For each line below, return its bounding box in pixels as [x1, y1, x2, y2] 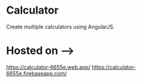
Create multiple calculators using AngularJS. [6, 23, 115, 30]
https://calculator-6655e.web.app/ [6, 63, 91, 71]
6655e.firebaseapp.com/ [6, 69, 67, 77]
